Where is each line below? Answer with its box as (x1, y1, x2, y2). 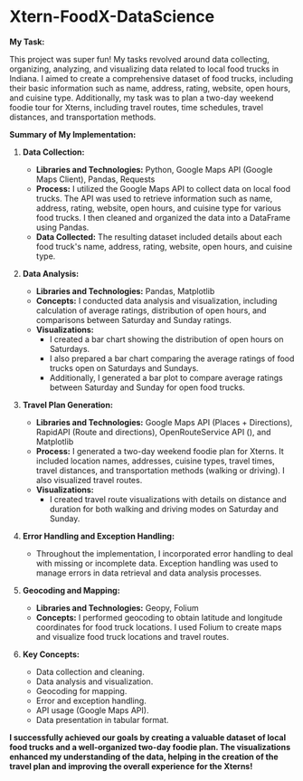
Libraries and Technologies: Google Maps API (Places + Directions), (35, 416, 293, 427)
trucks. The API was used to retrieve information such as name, (35, 193, 273, 204)
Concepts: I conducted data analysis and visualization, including (35, 295, 278, 306)
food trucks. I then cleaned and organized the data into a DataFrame (35, 212, 291, 223)
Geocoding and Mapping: (22, 585, 120, 595)
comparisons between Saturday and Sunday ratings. (35, 314, 232, 325)
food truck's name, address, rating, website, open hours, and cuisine (35, 241, 293, 252)
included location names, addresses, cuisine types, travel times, (35, 455, 275, 466)
